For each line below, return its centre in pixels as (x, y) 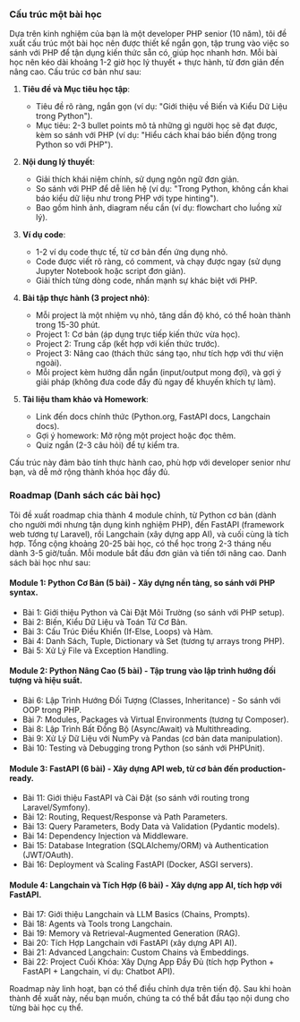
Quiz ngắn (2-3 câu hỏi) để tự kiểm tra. (107, 445)
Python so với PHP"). (74, 145)
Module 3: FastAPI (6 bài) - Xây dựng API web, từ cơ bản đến (124, 769)
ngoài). (49, 363)
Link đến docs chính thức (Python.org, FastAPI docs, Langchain (153, 417)
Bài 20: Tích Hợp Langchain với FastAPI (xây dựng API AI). (129, 943)
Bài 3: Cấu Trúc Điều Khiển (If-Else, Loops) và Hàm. (117, 631)
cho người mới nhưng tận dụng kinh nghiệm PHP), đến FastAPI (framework (147, 524)
